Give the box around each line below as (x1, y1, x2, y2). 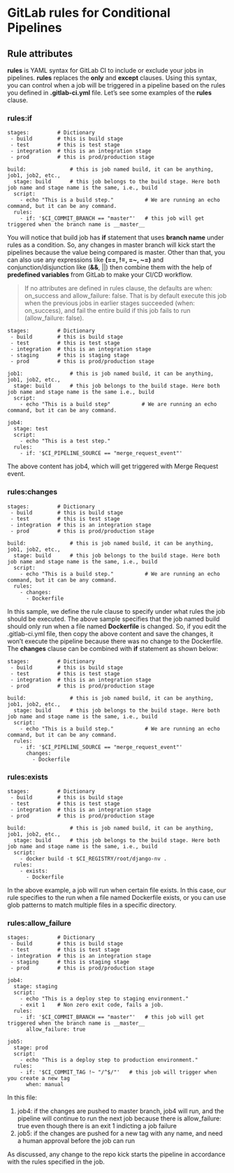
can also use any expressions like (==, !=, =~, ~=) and (7, 255, 164, 264)
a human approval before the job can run (17, 1137, 135, 1145)
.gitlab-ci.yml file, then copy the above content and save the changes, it (7, 629, 214, 638)
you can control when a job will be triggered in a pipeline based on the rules (7, 81, 226, 89)
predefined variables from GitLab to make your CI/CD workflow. (7, 271, 193, 279)
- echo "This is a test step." (20, 437, 111, 445)
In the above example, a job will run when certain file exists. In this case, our (7, 885, 227, 894)
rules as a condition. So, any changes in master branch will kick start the (7, 241, 216, 249)
